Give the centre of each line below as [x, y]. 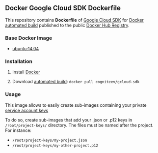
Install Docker [26, 72]
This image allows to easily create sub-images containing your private [76, 105]
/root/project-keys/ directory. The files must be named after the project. [79, 125]
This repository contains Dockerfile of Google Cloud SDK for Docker [74, 20]
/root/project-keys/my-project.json [50, 140]
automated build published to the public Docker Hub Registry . [67, 25]
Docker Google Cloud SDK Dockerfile [63, 8]
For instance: [18, 130]
